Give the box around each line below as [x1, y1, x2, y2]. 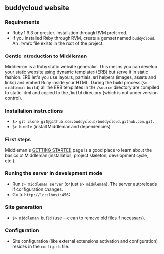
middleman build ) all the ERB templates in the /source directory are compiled [5, 85, 159, 90]
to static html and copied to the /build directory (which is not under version [5, 89, 158, 95]
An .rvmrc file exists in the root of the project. [12, 40, 104, 46]
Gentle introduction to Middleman [5, 53, 87, 59]
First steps [5, 136, 31, 143]
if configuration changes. [12, 186, 63, 192]
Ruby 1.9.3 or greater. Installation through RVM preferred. [12, 29, 128, 36]
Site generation [5, 203, 43, 210]
